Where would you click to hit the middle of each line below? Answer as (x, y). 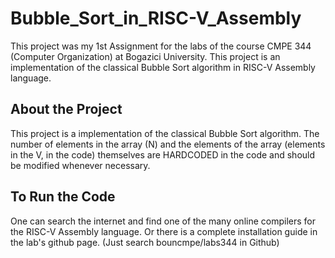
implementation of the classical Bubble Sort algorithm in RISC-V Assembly (163, 67)
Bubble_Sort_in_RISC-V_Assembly (156, 18)
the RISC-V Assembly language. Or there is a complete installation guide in (164, 231)
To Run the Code (63, 197)
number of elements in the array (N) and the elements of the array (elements (168, 144)
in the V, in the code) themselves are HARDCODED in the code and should (163, 154)
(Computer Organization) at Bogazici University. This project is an (145, 56)
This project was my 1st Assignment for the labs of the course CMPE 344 (161, 46)
